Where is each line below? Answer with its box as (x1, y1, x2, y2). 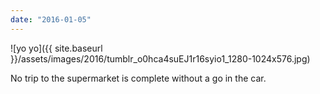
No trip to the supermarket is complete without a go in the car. (10, 72, 267, 84)
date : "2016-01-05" (10, 14, 92, 25)
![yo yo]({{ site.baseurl (10, 42, 103, 54)
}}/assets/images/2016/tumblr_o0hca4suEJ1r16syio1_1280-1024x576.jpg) (10, 52, 311, 65)
